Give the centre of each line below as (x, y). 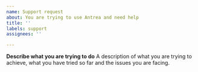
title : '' (19, 23)
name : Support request (35, 12)
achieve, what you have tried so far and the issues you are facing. (88, 63)
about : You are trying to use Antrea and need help (72, 17)
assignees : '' (24, 34)
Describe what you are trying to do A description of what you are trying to (99, 56)
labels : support (27, 28)
